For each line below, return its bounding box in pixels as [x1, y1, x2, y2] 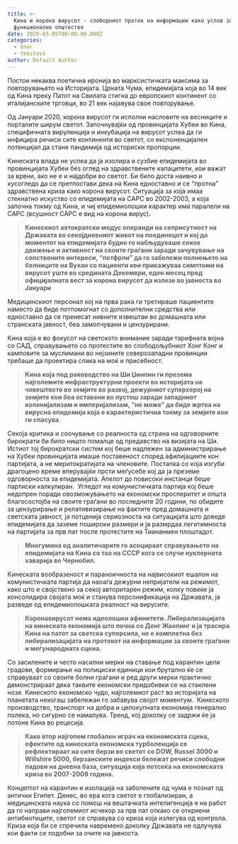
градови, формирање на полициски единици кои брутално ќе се [7, 665, 203, 673]
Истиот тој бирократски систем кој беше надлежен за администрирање [7, 444, 227, 453]
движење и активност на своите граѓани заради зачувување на [24, 246, 225, 254]
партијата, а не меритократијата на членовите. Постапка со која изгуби [7, 459, 225, 467]
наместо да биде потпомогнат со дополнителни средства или [7, 305, 196, 313]
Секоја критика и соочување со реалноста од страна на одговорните [7, 429, 219, 438]
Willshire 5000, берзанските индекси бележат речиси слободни [24, 754, 225, 763]
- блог [13, 43, 33, 50]
